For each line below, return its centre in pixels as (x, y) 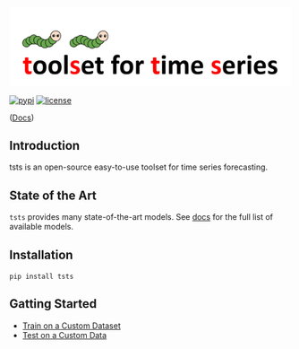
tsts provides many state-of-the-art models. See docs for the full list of (141, 217)
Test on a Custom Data (64, 335)
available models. (42, 227)
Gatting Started (53, 304)
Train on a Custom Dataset (71, 326)
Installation (41, 254)
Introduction (45, 145)
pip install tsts (42, 276)
